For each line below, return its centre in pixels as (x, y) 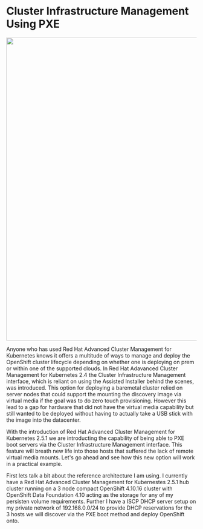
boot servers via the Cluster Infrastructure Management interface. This (94, 444)
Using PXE (33, 24)
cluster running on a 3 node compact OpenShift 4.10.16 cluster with (90, 488)
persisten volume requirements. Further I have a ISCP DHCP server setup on (101, 501)
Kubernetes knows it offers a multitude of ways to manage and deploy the (98, 355)
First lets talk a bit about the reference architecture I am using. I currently (97, 475)
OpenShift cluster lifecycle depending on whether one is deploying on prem (100, 362)
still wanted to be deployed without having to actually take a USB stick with (100, 413)
